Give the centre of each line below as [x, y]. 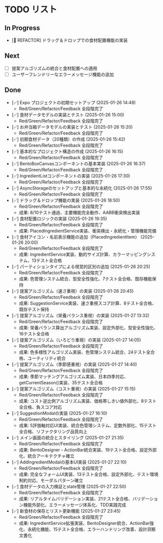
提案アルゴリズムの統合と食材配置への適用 [54, 68]
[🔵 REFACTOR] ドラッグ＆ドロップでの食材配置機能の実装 [70, 40]
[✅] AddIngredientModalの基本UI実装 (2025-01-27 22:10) [69, 462]
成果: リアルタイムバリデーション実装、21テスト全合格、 [76, 499]
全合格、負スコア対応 [40, 407]
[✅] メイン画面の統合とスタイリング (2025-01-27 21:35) [68, 437]
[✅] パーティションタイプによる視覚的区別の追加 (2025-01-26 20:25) [81, 266]
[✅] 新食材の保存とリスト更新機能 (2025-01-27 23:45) [66, 511]
